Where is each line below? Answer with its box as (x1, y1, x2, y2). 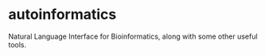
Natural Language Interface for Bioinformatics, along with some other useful (8, 32, 258, 41)
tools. (8, 39, 27, 49)
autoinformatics (8, 6, 117, 24)
